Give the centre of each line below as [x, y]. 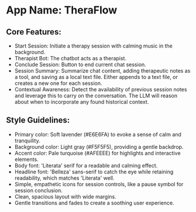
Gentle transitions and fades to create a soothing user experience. [94, 203]
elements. [27, 159]
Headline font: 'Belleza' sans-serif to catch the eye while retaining [94, 172]
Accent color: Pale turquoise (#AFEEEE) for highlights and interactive [97, 153]
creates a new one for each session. [58, 83]
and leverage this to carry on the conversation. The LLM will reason [96, 95]
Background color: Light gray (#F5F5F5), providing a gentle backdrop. [99, 146]
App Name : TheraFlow [62, 10]
